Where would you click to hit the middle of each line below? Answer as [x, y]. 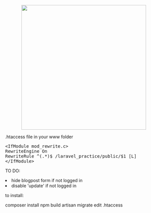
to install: [14, 195]
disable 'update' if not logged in [44, 186]
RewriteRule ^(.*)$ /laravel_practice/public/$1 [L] [71, 156]
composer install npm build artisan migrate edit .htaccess [64, 205]
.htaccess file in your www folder [39, 137]
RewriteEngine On [26, 151]
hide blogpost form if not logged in [47, 180]
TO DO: [13, 171]
